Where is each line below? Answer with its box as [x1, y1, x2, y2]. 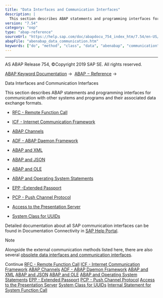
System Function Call [5, 287, 48, 293]
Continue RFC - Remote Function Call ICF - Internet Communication [5, 261, 140, 267]
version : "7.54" [5, 20, 38, 26]
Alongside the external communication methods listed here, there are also [5, 246, 153, 252]
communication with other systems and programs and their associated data [5, 94, 156, 100]
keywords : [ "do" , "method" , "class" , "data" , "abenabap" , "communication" [5, 43, 160, 48]
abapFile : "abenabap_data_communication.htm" [5, 39, 98, 44]
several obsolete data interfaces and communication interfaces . [5, 252, 132, 258]
